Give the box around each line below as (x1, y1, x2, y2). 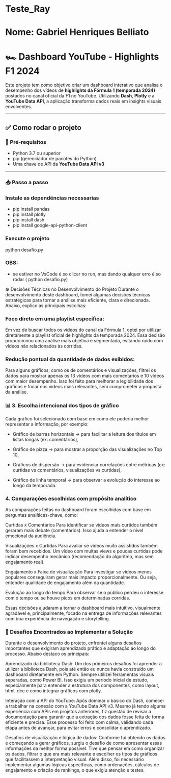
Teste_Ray (5, 3, 50, 15)
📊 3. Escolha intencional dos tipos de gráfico (5, 402, 119, 409)
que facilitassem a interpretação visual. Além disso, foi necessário (5, 756, 144, 763)
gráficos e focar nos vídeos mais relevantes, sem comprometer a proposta (5, 384, 162, 390)
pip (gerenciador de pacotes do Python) (12, 156, 97, 161)
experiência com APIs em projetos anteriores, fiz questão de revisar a (5, 709, 152, 715)
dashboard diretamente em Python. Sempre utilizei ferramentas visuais (5, 671, 154, 677)
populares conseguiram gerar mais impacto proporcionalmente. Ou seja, (5, 574, 157, 580)
